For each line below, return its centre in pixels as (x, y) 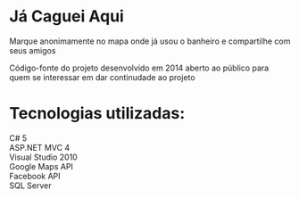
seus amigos (33, 50)
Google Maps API (42, 166)
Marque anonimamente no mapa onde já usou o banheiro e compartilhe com (150, 41)
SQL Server (30, 186)
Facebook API (35, 176)
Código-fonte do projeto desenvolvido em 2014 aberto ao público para (139, 68)
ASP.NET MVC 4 (40, 147)
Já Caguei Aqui (67, 16)
